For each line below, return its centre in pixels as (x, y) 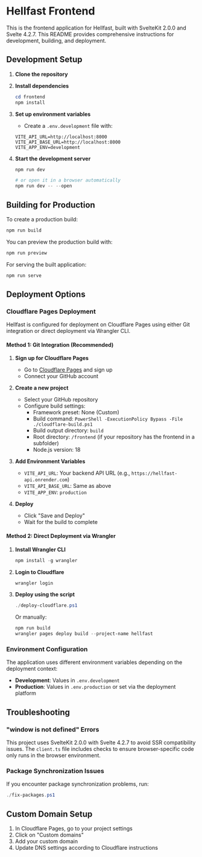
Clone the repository (41, 74)
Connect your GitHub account (61, 376)
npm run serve (24, 276)
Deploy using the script (45, 595)
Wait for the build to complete (61, 522)
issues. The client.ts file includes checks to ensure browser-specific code (100, 749)
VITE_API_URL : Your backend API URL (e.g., (77, 473)
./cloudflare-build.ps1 (63, 425)
